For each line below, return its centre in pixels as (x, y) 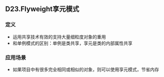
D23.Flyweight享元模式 (42, 9)
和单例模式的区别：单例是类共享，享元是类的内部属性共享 (72, 43)
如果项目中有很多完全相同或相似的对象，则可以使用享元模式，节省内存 (86, 69)
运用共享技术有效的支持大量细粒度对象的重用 (59, 36)
